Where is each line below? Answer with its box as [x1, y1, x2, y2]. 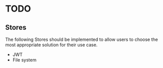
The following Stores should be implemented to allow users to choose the [5, 36, 158, 42]
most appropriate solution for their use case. [5, 42, 98, 48]
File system [12, 57, 37, 63]
